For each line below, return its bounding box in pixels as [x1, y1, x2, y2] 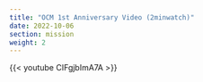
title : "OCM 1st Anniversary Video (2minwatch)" [9, 12, 195, 22]
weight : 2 [9, 37, 47, 47]
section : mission [9, 29, 75, 38]
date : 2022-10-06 [9, 21, 75, 30]
